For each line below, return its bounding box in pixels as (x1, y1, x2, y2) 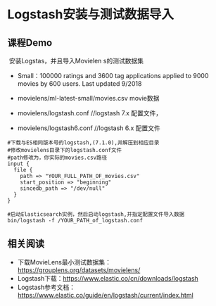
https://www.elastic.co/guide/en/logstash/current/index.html (17, 291, 193, 299)
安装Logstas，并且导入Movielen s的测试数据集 (8, 57, 144, 65)
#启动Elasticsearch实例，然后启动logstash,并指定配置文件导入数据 (7, 211, 185, 218)
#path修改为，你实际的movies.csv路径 (7, 154, 108, 161)
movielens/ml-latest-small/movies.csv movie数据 (17, 94, 160, 102)
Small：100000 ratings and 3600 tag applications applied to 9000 (17, 72, 209, 79)
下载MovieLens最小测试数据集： (17, 257, 111, 266)
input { (7, 160, 30, 167)
